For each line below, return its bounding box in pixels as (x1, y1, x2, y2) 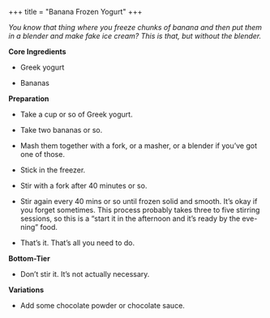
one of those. (19, 150, 65, 159)
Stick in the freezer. (19, 165, 86, 175)
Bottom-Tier (8, 254, 50, 263)
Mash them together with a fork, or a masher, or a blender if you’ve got (19, 141, 258, 151)
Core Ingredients (8, 47, 66, 56)
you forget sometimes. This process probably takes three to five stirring (19, 206, 260, 214)
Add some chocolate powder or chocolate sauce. (19, 301, 185, 310)
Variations (8, 285, 45, 295)
